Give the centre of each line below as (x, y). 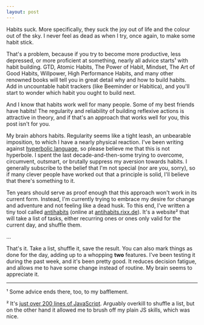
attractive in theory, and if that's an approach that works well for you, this (98, 117)
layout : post (23, 12)
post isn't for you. (28, 124)
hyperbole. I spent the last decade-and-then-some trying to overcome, (95, 155)
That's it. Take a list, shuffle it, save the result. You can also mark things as (100, 248)
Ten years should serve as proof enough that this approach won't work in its (102, 193)
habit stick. (20, 42)
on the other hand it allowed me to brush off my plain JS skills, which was (98, 310)
